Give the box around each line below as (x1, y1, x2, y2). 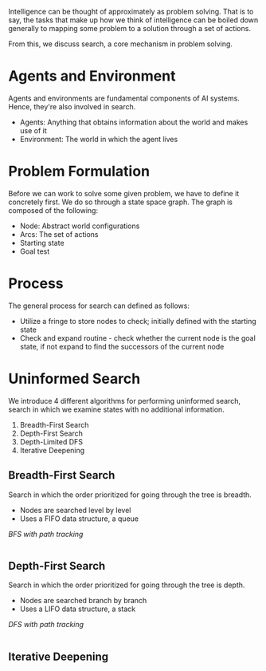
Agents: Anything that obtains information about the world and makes (19, 117, 248, 127)
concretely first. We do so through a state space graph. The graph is (8, 197, 233, 207)
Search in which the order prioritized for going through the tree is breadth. (8, 490, 252, 499)
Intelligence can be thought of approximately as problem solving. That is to (8, 7, 254, 16)
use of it (19, 125, 48, 135)
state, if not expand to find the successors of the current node (19, 341, 225, 351)
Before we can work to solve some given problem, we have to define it (8, 188, 240, 198)
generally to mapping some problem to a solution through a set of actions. (8, 24, 251, 33)
